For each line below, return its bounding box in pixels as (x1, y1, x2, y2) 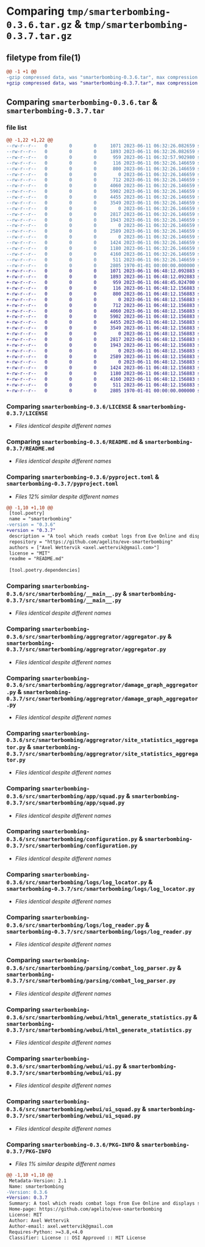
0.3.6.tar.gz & (6, 17, 82, 31)
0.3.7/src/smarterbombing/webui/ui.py (6, 1069, 122, 1076)
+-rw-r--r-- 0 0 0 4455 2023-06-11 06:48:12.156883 (6, 320, 195, 326)
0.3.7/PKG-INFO (6, 1148, 52, 1155)
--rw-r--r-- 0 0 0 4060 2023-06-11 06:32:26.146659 (6, 182, 195, 189)
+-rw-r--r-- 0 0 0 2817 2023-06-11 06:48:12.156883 (6, 336, 195, 342)
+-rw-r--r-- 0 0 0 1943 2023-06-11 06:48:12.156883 (6, 342, 195, 348)
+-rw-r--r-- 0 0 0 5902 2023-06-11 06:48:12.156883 (6, 313, 195, 320)
